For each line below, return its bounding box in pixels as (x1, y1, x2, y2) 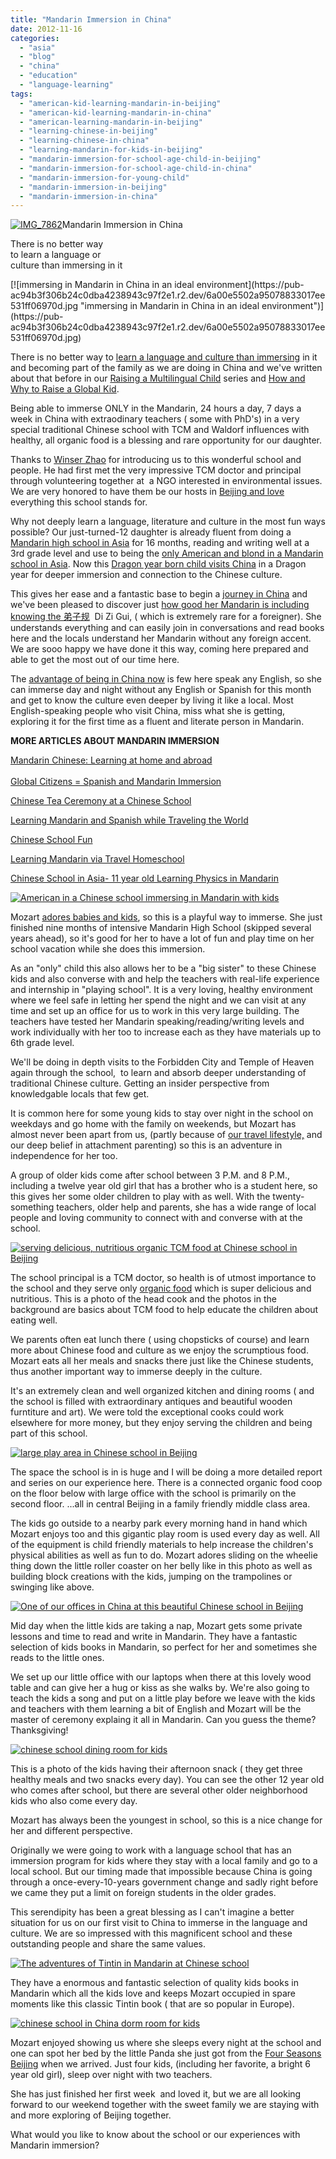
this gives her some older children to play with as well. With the (10, 1191, 271, 1203)
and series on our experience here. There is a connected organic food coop (10, 1477, 323, 1489)
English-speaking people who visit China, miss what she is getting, (10, 705, 286, 717)
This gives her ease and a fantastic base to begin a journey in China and (10, 588, 308, 600)
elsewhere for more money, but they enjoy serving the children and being (10, 1417, 313, 1429)
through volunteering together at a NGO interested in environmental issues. (10, 475, 323, 487)
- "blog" (19, 52, 56, 62)
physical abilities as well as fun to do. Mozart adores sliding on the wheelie (10, 1549, 318, 1561)
